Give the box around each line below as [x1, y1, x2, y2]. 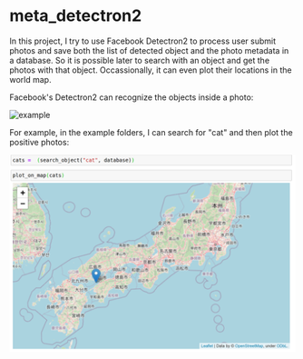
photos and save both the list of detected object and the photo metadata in [9, 45, 289, 55]
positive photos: [9, 136, 70, 147]
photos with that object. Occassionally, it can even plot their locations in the [9, 65, 292, 75]
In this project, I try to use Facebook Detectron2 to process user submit [9, 35, 277, 46]
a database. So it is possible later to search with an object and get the [9, 55, 270, 65]
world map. [9, 74, 52, 85]
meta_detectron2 [9, 5, 142, 26]
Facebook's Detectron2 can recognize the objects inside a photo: [9, 92, 254, 103]
